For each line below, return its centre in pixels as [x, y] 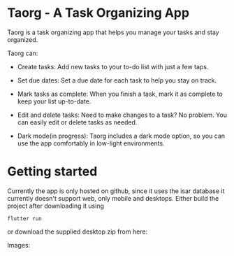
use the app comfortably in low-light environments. [91, 143]
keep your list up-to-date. [54, 101]
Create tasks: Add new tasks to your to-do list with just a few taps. [113, 66]
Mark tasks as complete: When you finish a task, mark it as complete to [120, 94]
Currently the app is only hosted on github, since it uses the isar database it [116, 191]
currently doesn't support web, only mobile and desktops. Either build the [113, 198]
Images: [19, 245]
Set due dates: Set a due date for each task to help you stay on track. [117, 80]
